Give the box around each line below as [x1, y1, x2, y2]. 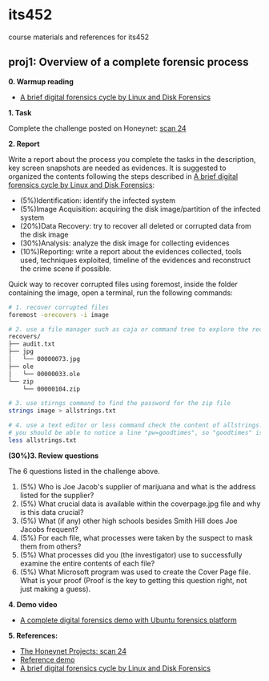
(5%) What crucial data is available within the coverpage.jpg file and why [19, 499, 261, 509]
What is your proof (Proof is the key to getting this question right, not [19, 575, 247, 585]
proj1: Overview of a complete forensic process [8, 55, 249, 69]
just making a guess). [19, 584, 91, 594]
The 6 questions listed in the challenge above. [8, 466, 160, 476]
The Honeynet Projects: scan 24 [19, 646, 126, 655]
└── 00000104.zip [22, 385, 81, 393]
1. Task [8, 107, 32, 117]
